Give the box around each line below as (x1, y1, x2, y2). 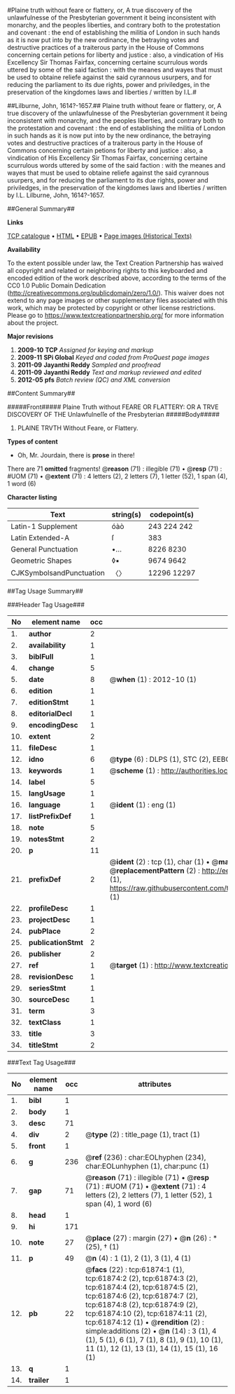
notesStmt (29, 834, 64, 844)
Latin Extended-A (10, 533, 70, 542)
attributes (138, 1080, 172, 1089)
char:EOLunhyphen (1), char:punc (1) (85, 1161, 210, 1171)
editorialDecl (29, 709, 72, 718)
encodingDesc (29, 721, 78, 730)
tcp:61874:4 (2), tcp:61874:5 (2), (85, 1282, 198, 1292)
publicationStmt (29, 938, 84, 947)
